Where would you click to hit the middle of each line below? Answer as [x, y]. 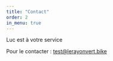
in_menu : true [24, 23]
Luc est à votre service [34, 40]
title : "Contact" [28, 12]
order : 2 [17, 17]
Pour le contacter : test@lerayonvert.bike [57, 51]
